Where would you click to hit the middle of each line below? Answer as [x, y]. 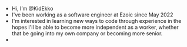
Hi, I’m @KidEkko [32, 9]
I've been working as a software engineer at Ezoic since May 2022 [92, 15]
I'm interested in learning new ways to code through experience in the [96, 21]
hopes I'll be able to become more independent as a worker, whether [95, 27]
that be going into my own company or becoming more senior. [87, 33]
